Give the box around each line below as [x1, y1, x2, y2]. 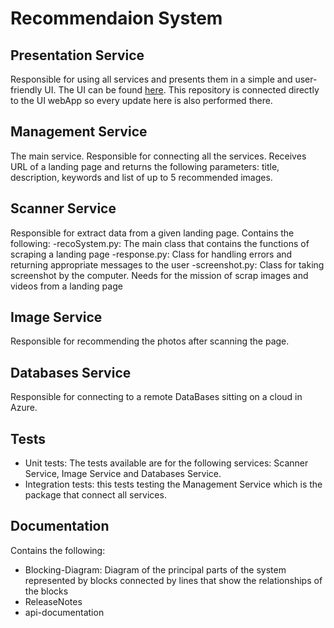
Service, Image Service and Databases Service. [24, 468, 222, 480]
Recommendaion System [10, 7, 223, 30]
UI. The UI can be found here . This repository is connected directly [44, 84, 320, 96]
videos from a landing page [10, 280, 123, 292]
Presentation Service [10, 47, 145, 64]
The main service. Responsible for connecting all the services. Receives [10, 150, 307, 162]
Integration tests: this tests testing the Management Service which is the [24, 478, 323, 491]
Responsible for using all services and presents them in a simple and [10, 73, 293, 85]
